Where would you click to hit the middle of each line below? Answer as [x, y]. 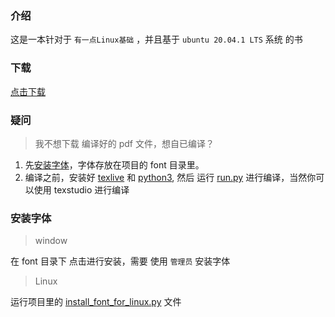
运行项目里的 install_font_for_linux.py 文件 [96, 302]
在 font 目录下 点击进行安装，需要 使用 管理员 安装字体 [120, 261]
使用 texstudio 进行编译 [81, 189]
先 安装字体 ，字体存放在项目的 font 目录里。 [114, 164]
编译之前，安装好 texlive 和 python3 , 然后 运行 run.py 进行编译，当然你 [170, 177]
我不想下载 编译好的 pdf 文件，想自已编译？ [124, 143]
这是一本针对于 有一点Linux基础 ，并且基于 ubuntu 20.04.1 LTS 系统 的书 [156, 39]
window [51, 241]
